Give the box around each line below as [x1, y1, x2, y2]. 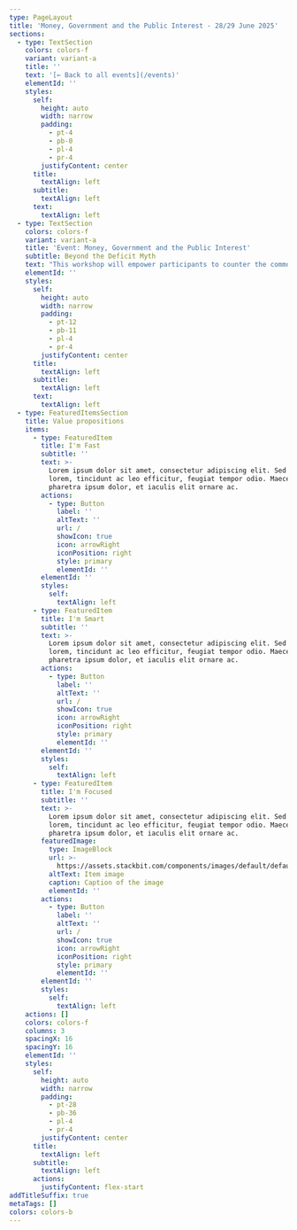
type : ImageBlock [48, 845, 113, 854]
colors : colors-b [9, 1207, 73, 1217]
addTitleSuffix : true [9, 1191, 89, 1200]
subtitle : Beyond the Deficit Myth [25, 252, 156, 261]
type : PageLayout [9, 12, 73, 22]
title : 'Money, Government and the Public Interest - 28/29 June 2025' [9, 21, 278, 30]
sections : [9, 29, 46, 38]
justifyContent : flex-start [41, 1183, 144, 1192]
